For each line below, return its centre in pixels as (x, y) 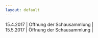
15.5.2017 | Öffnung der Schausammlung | (49, 30)
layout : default (22, 10)
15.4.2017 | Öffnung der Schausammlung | (49, 24)
